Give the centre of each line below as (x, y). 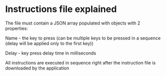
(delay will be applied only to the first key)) (49, 43)
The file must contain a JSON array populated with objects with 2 (73, 23)
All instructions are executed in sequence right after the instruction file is (80, 62)
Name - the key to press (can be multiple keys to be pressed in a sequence (83, 38)
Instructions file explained (61, 9)
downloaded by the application (37, 68)
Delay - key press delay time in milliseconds (51, 53)
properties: (17, 28)
